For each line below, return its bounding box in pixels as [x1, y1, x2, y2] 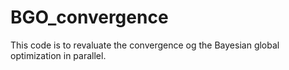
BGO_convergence [10, 6, 169, 29]
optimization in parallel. [10, 49, 107, 61]
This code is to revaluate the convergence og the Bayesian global [10, 39, 280, 51]
